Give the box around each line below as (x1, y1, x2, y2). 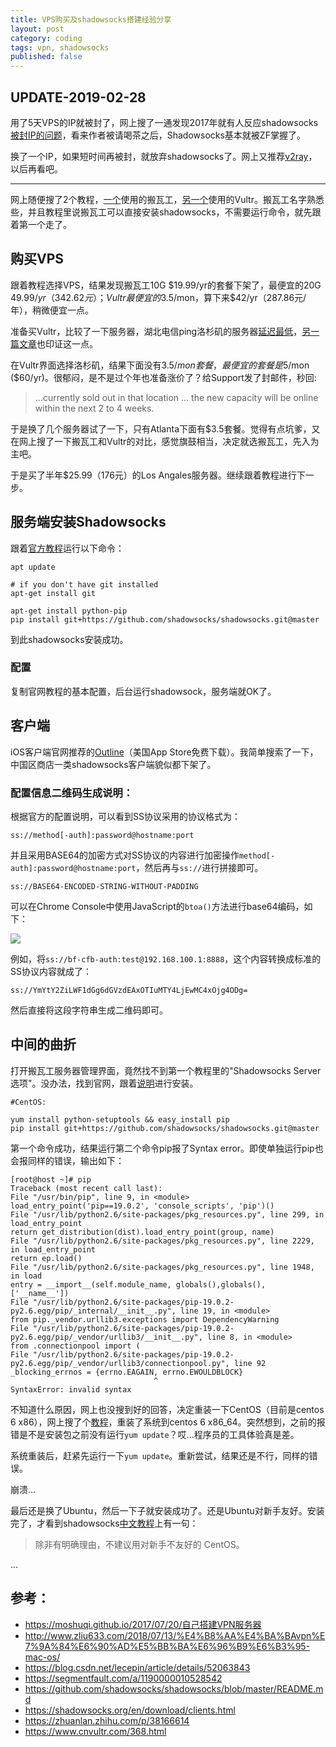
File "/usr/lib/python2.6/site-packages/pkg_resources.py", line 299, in (10, 1209, 325, 1220)
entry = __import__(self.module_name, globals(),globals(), (10, 1279, 267, 1290)
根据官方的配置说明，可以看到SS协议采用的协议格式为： (10, 810, 241, 822)
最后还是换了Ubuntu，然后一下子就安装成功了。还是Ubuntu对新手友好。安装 (10, 1504, 325, 1516)
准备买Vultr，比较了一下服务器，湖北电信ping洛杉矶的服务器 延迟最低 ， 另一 (10, 325, 320, 337)
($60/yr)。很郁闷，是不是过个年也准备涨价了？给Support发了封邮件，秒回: (10, 371, 317, 383)
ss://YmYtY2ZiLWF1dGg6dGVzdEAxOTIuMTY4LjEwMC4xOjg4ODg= (10, 985, 248, 995)
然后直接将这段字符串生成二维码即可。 (10, 1004, 168, 1016)
